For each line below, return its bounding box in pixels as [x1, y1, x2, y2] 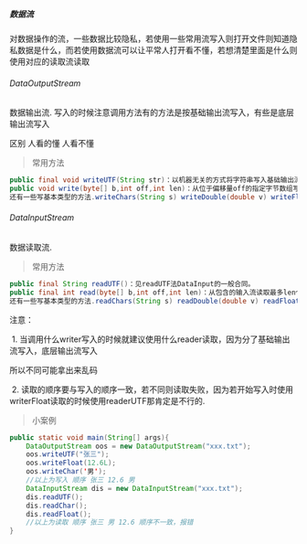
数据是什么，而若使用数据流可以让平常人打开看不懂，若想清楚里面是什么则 [16, 44, 298, 55]
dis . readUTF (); [26, 492, 84, 502]
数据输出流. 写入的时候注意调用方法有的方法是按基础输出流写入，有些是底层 [9, 107, 294, 118]
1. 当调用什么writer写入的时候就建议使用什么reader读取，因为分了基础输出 [11, 334, 291, 345]
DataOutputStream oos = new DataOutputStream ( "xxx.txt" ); [26, 442, 251, 451]
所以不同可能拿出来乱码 [9, 364, 98, 375]
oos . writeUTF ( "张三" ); [26, 450, 110, 459]
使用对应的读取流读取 [9, 56, 90, 67]
